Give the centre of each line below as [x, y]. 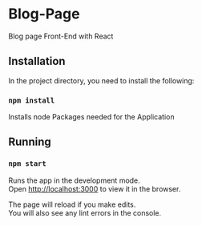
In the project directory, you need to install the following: [101, 80]
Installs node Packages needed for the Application [91, 117]
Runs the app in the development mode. [74, 180]
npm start [27, 164]
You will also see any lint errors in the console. [85, 212]
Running [30, 142]
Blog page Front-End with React [61, 36]
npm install [32, 100]
